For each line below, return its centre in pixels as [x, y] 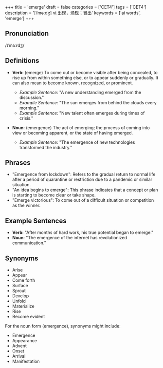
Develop [20, 296]
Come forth [24, 280]
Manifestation [26, 361]
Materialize [23, 306]
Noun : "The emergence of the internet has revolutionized [70, 238]
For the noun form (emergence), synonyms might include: [63, 326]
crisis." [26, 118]
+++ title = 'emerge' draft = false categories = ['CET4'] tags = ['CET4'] [76, 7]
